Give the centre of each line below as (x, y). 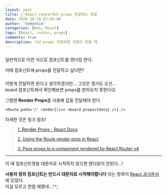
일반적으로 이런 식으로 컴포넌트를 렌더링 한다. (49, 60)
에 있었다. (14, 180)
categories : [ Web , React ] (32, 28)
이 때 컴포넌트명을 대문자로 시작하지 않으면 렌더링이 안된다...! (64, 163)
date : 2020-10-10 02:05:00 (33, 19)
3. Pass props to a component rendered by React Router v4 (78, 148)
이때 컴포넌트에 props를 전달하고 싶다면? (45, 70)
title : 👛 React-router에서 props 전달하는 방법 (51, 14)
